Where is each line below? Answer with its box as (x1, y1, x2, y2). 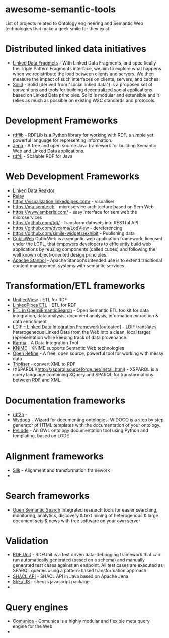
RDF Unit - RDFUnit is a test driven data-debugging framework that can (12, 552, 161, 558)
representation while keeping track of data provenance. (12, 334, 128, 340)
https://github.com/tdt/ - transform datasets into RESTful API (12, 219, 139, 225)
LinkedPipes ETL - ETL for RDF (12, 302, 77, 308)
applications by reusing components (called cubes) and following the (12, 246, 156, 252)
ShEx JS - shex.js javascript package (12, 579, 90, 585)
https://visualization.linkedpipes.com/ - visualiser (12, 198, 115, 204)
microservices (12, 214, 42, 220)
